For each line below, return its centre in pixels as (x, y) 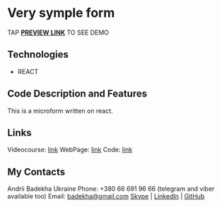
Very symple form (61, 13)
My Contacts (36, 171)
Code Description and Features (77, 94)
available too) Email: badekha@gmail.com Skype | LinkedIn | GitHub (106, 196)
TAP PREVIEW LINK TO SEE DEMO (58, 32)
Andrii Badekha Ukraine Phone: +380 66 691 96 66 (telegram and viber (111, 189)
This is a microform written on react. (60, 111)
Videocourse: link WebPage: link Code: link (70, 150)
